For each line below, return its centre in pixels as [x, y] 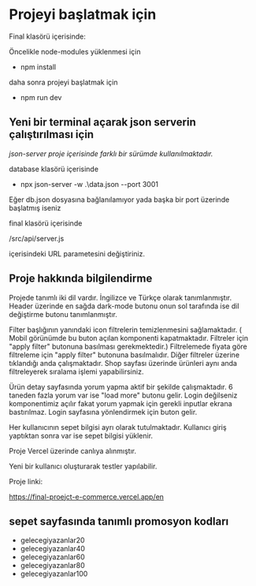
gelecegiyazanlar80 [52, 565]
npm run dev [41, 97]
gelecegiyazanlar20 [52, 540]
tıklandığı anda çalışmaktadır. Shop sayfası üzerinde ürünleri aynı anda [123, 363]
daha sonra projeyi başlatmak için [63, 82]
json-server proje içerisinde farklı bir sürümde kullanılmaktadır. [111, 153]
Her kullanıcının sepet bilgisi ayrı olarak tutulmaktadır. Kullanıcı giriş [118, 427]
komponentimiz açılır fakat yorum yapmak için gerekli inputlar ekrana [121, 403]
